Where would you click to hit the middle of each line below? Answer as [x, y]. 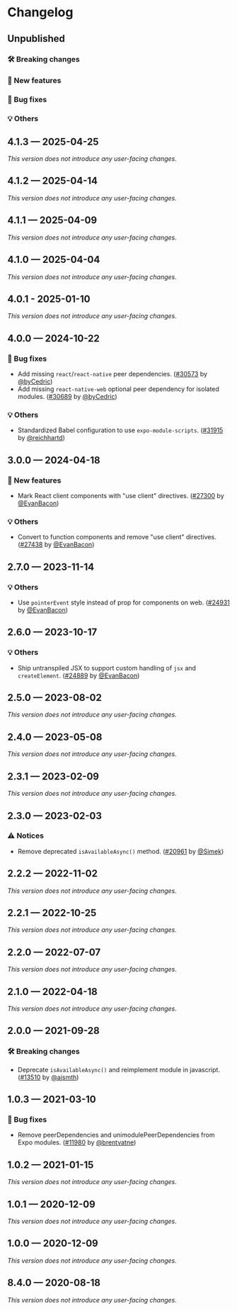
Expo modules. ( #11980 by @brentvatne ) [77, 1142]
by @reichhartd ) [41, 438]
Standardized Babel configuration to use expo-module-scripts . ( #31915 [120, 430]
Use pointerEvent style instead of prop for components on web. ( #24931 [123, 602]
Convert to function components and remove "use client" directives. [117, 537]
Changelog [40, 12]
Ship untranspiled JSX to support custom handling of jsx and [107, 668]
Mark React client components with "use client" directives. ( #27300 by [121, 496]
